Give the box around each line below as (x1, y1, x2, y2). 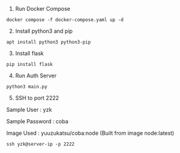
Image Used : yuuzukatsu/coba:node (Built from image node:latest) (6, 129, 175, 137)
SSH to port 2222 (15, 94, 60, 102)
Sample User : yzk (6, 106, 52, 113)
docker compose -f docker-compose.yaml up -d (6, 17, 123, 23)
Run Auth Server (15, 72, 57, 79)
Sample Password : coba (6, 118, 69, 125)
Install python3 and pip (15, 27, 73, 34)
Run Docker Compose (15, 5, 71, 12)
